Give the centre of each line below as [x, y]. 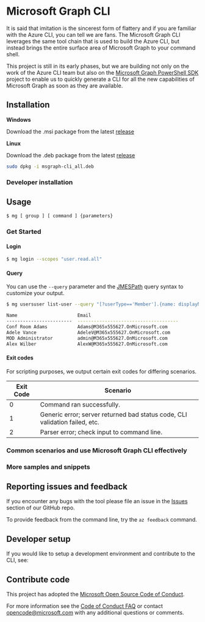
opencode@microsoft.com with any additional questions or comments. [95, 613]
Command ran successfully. [80, 404]
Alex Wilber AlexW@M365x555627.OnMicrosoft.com [87, 344]
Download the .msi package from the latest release [70, 131]
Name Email [49, 316]
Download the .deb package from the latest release [71, 155]
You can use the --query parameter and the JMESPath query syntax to [95, 287]
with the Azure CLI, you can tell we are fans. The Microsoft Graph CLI [93, 34]
